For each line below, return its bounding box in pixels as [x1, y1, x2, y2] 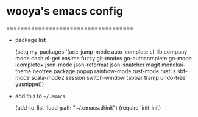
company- [163, 48, 190, 55]
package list [15, 36, 46, 43]
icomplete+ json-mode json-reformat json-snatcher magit [15, 61, 160, 68]
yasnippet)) [15, 80, 44, 88]
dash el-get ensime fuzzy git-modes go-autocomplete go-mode [31, 54, 192, 62]
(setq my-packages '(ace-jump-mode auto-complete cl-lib [15, 48, 163, 55]
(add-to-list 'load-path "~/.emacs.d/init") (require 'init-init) [15, 104, 161, 111]
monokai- [161, 61, 186, 68]
